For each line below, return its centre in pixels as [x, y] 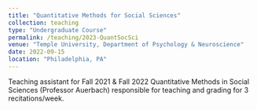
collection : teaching [44, 23]
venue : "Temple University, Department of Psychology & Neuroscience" [126, 45]
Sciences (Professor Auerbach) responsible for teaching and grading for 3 [128, 90]
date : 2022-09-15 [37, 52]
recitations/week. [36, 98]
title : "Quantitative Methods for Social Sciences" [94, 15]
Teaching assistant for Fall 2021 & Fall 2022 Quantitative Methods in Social [129, 81]
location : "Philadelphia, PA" [58, 60]
